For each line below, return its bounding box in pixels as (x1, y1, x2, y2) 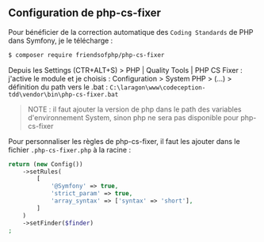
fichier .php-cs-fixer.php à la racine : (8, 145, 132, 154)
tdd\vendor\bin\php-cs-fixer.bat (8, 90, 119, 98)
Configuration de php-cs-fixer (8, 6, 161, 20)
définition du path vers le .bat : (8, 82, 109, 92)
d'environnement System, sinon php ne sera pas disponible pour (27, 112, 239, 122)
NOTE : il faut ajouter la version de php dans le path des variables (27, 104, 242, 114)
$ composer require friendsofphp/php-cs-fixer (8, 51, 165, 59)
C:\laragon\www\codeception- (109, 83, 206, 92)
